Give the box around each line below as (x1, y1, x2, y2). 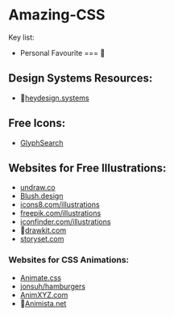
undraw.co (19, 183, 56, 192)
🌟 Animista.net (19, 298, 67, 308)
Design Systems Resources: (8, 71, 153, 86)
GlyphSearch (19, 137, 64, 147)
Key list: (8, 32, 35, 42)
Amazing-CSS (8, 6, 106, 24)
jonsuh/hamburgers (19, 281, 86, 291)
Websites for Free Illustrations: (8, 161, 167, 175)
